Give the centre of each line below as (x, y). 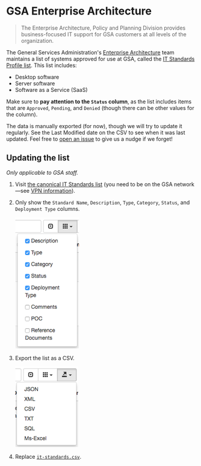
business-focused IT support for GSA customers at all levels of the (104, 34)
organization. (37, 40)
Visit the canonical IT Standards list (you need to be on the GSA (94, 184)
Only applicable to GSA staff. (42, 172)
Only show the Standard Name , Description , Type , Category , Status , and (102, 202)
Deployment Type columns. (47, 209)
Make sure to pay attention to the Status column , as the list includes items (99, 102)
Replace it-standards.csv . (48, 456)
